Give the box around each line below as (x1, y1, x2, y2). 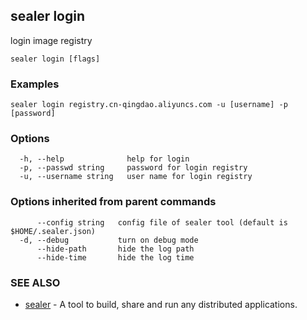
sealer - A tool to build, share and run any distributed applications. (24, 299, 298, 310)
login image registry (10, 34, 93, 46)
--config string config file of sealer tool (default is (36, 217, 288, 228)
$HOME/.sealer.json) (10, 226, 97, 236)
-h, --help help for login (19, 154, 190, 164)
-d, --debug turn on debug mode (19, 235, 199, 245)
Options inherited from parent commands (10, 195, 217, 209)
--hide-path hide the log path (36, 244, 195, 254)
